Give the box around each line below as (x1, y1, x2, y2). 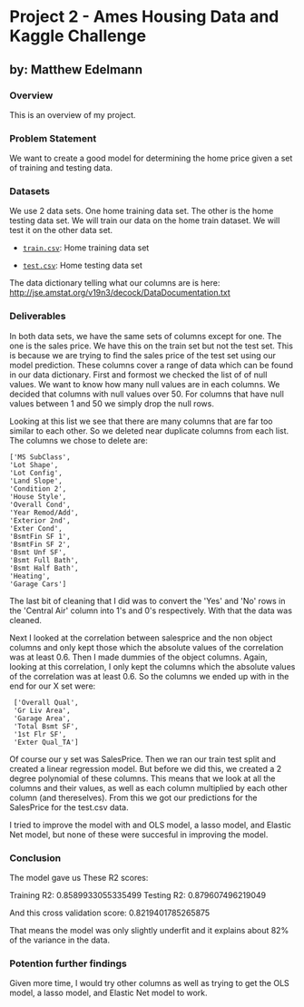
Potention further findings (9, 957, 127, 970)
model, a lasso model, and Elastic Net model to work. (9, 987, 208, 999)
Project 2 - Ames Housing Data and (9, 6, 279, 27)
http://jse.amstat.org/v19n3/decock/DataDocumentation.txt (9, 288, 231, 298)
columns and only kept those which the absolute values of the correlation (9, 641, 284, 652)
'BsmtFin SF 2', (9, 540, 71, 549)
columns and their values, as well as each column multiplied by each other (9, 782, 288, 793)
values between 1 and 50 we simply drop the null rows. (9, 397, 215, 409)
